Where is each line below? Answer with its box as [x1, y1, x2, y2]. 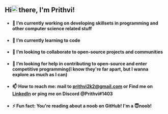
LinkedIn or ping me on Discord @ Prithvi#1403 [12, 90, 113, 97]
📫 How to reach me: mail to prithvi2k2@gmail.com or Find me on [12, 83, 153, 89]
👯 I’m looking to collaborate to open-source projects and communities [12, 49, 163, 55]
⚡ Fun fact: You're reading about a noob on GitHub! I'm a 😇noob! [12, 103, 152, 109]
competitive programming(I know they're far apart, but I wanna [12, 66, 149, 72]
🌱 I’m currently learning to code [12, 37, 80, 43]
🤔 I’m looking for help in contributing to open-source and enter [12, 60, 147, 66]
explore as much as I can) [12, 71, 68, 77]
